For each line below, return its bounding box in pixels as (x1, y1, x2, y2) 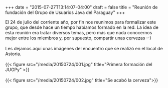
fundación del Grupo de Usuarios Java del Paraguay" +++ (5, 9, 125, 15)
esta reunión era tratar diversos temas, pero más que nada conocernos (5, 30, 152, 35)
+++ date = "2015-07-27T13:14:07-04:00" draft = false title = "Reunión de (5, 4, 158, 10)
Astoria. (5, 51, 22, 57)
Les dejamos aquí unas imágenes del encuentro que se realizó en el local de (5, 46, 163, 51)
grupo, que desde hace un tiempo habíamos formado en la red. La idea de (5, 24, 159, 30)
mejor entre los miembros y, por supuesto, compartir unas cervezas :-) (5, 35, 151, 41)
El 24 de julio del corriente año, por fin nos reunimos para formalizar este (5, 19, 156, 25)
